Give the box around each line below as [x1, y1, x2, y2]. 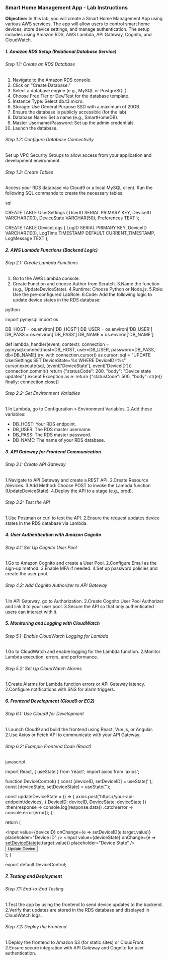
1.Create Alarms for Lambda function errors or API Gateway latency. [5, 681, 146, 687]
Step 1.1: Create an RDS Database [5, 61, 75, 67]
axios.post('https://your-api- [75, 794, 135, 800]
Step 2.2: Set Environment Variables [5, 390, 80, 396]
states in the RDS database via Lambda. [5, 520, 88, 526]
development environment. [5, 158, 61, 164]
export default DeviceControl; [5, 862, 67, 868]
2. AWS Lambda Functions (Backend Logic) [5, 247, 98, 253]
